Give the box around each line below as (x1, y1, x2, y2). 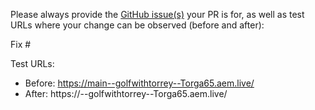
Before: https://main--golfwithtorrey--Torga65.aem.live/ (24, 77, 255, 89)
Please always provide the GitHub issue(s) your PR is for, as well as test (10, 9, 305, 20)
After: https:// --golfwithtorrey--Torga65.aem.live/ (24, 88, 228, 99)
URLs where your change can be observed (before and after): (10, 19, 265, 31)
